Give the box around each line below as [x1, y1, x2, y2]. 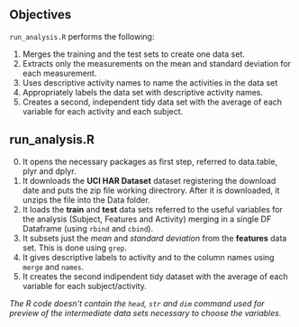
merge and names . [22, 261, 85, 272]
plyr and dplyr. [22, 166, 77, 177]
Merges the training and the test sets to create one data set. [22, 49, 245, 59]
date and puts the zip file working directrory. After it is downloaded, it [22, 185, 280, 195]
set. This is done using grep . [22, 242, 128, 253]
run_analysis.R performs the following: [9, 31, 155, 41]
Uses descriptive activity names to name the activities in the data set [22, 77, 278, 88]
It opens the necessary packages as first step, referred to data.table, [22, 156, 277, 167]
